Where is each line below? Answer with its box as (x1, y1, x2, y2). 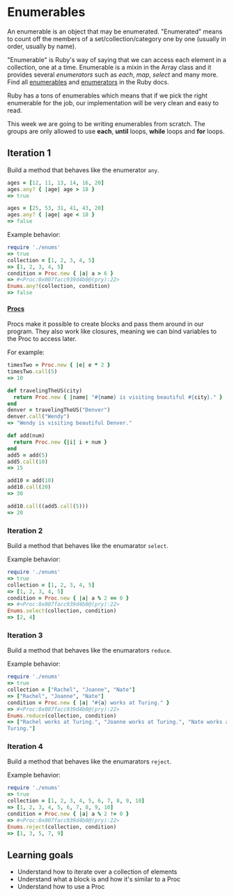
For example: (7, 348, 45, 356)
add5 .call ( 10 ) (7, 458, 49, 465)
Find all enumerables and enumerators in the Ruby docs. (7, 77, 169, 86)
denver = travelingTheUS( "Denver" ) (7, 407, 111, 413)
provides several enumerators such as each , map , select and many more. (7, 70, 218, 79)
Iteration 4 (7, 742, 43, 752)
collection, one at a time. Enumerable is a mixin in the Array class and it (7, 63, 212, 71)
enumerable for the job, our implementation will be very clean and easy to (7, 98, 219, 107)
